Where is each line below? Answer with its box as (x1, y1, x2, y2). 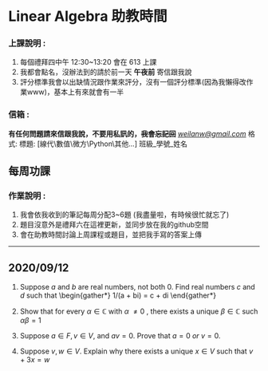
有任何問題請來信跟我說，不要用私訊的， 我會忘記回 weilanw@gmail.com (8, 128, 246, 138)
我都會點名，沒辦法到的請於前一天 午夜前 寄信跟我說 (19, 67, 192, 77)
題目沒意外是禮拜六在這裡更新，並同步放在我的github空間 (19, 220, 209, 230)
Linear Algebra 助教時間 (8, 7, 167, 26)
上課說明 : (8, 37, 46, 49)
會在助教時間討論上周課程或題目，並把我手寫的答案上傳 (19, 230, 202, 239)
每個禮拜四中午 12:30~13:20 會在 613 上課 (19, 57, 157, 67)
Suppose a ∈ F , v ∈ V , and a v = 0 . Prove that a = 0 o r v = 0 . (19, 331, 221, 341)
